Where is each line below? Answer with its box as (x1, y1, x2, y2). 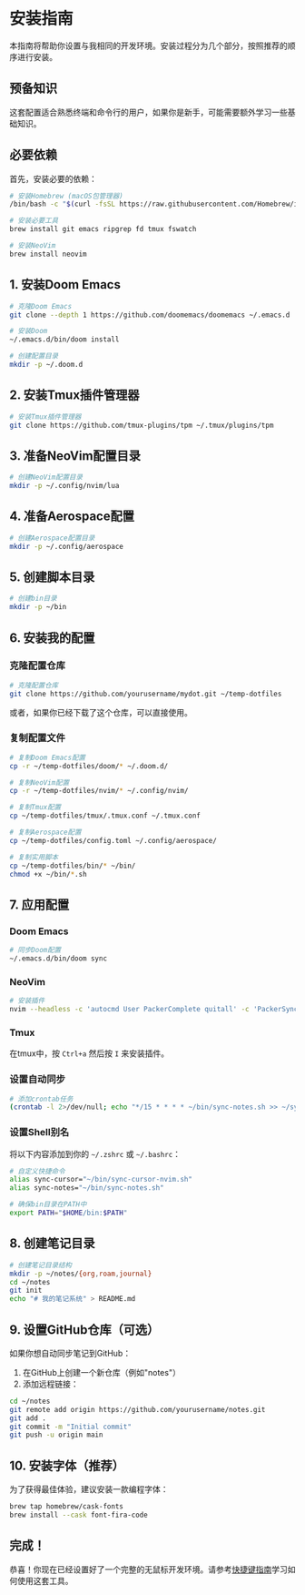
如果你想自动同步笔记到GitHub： (9, 1347, 132, 1358)
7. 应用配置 (9, 897, 70, 912)
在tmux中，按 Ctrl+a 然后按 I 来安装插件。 (9, 1048, 170, 1059)
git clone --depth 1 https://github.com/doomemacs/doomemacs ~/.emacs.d (9, 310, 290, 320)
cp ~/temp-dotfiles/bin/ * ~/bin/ (9, 861, 136, 870)
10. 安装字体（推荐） (9, 1458, 124, 1473)
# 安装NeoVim (9, 241, 56, 250)
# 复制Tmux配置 (9, 803, 62, 812)
